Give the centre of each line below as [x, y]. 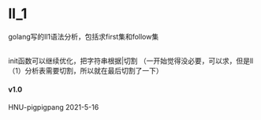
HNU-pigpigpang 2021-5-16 [54, 107]
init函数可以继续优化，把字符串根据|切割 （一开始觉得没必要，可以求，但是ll [131, 61]
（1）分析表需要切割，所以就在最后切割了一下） [86, 71]
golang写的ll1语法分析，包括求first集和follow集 [84, 36]
